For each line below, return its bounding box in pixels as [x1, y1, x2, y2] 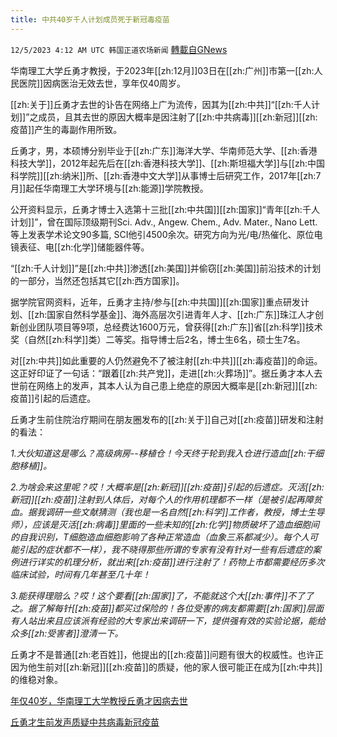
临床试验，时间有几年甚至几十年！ [10, 568, 151, 580]
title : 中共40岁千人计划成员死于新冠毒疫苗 [10, 14, 170, 25]
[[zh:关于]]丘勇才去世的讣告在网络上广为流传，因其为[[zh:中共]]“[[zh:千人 [10, 98, 312, 110]
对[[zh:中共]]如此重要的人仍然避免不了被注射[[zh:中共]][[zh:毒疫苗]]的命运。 [10, 354, 323, 366]
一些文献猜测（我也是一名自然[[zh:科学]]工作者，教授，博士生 [62, 506, 317, 518]
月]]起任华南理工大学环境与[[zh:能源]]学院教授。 [10, 182, 209, 194]
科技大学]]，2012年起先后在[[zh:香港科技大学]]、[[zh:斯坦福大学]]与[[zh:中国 [10, 157, 326, 169]
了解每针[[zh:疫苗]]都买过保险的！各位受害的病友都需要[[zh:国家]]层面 [36, 602, 324, 614]
